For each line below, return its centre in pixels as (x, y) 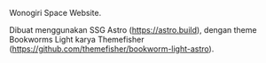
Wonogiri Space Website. (55, 13)
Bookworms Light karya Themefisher (77, 39)
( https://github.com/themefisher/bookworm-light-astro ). (112, 49)
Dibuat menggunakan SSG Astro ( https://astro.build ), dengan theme (133, 30)
